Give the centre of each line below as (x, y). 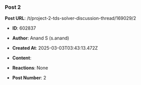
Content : (22, 58)
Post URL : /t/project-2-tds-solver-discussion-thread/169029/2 (70, 18)
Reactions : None (30, 68)
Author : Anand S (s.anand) (41, 38)
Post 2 (13, 7)
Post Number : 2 (29, 78)
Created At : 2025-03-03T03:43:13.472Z (55, 48)
